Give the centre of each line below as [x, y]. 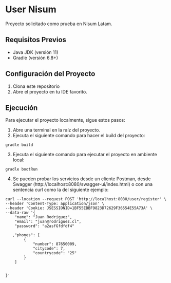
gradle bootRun [22, 169]
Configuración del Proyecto [50, 74]
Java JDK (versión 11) [35, 52]
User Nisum [31, 10]
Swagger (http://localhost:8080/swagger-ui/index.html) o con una [83, 184]
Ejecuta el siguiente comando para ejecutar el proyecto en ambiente [85, 155]
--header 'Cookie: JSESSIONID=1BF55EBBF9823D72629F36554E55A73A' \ [79, 208]
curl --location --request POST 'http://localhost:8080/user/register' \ [86, 199]
